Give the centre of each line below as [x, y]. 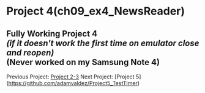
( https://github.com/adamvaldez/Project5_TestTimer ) [73, 83]
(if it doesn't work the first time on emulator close [103, 43]
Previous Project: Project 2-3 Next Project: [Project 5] [74, 77]
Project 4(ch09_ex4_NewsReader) [96, 11]
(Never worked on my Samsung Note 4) [83, 62]
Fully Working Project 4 [52, 34]
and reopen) [30, 53]
